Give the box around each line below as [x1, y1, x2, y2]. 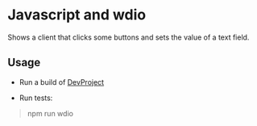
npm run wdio [27, 108, 74, 118]
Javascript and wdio [7, 6, 147, 24]
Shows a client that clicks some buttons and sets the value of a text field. [7, 32, 250, 42]
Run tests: [19, 93, 53, 103]
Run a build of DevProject [19, 77, 105, 86]
